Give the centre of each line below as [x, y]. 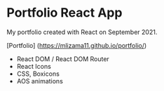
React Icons [34, 66]
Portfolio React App [64, 13]
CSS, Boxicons [38, 74]
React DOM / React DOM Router [63, 59]
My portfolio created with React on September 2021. [82, 32]
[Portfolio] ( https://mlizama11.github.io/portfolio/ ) [77, 45]
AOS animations [40, 81]
